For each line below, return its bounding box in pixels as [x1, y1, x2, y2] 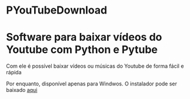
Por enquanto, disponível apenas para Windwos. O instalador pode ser [6, 80, 178, 87]
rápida [6, 69, 22, 76]
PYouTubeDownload [6, 4, 108, 17]
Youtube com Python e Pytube [6, 43, 158, 57]
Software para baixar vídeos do [6, 31, 162, 44]
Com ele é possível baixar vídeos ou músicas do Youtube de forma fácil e [6, 62, 184, 70]
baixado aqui [6, 87, 38, 94]
